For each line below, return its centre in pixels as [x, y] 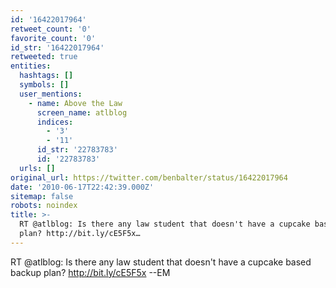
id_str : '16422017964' [57, 47]
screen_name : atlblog [82, 112]
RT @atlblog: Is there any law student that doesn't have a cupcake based [161, 262]
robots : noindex [44, 206]
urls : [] [37, 168]
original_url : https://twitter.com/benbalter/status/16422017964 [149, 177]
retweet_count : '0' [51, 29]
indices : [55, 122]
